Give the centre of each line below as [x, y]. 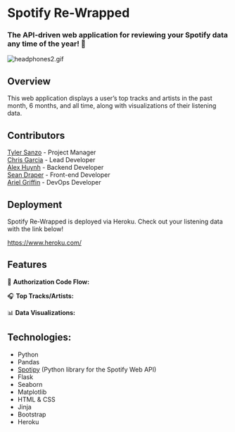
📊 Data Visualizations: [42, 312]
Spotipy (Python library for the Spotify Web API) [87, 369]
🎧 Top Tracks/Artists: [40, 296]
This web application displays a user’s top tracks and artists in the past [110, 98]
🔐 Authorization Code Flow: [49, 282]
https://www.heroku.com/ [45, 242]
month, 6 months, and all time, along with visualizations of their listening [112, 106]
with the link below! [36, 229]
